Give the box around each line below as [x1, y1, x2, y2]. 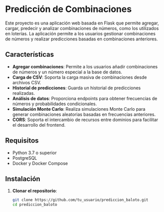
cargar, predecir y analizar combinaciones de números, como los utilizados [5, 25, 159, 31]
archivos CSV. [12, 79, 41, 85]
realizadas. [12, 90, 35, 96]
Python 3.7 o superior [12, 150, 57, 156]
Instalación [5, 175, 41, 183]
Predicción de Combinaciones [5, 3, 132, 15]
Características [5, 50, 54, 59]
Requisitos [5, 136, 39, 145]
